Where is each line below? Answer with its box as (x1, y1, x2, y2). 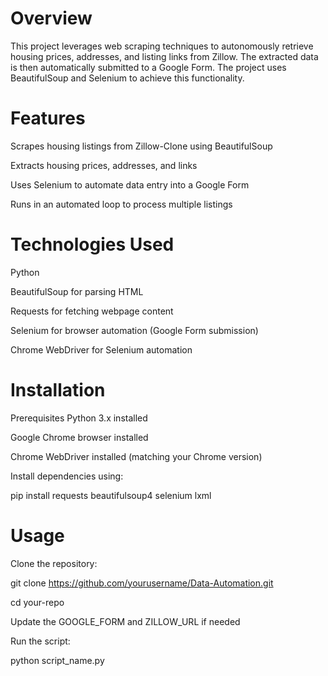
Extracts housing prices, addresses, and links (10, 159, 198, 171)
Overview (10, 7, 93, 30)
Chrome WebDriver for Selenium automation (10, 343, 193, 356)
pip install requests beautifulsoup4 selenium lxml (10, 489, 212, 501)
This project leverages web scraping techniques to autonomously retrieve (10, 40, 314, 52)
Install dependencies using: (10, 470, 124, 482)
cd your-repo (10, 596, 65, 608)
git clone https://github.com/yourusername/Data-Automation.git (10, 577, 274, 589)
